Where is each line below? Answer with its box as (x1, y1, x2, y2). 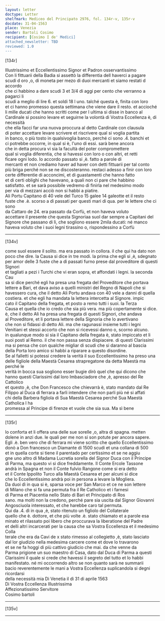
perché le (5, 363, 25, 369)
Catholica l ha (5, 400, 33, 406)
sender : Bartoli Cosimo (5, 30, 54, 35)
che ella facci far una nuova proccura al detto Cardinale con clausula (5, 124, 144, 131)
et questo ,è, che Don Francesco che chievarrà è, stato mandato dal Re (5, 384, 149, 390)
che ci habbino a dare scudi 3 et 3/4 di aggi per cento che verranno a (5, 88, 146, 94)
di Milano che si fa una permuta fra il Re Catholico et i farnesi (5, 486, 129, 492)
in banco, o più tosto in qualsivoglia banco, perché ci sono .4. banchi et (5, 135, 149, 141)
